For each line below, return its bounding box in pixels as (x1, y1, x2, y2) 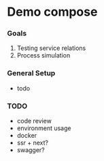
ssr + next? (16, 138, 49, 147)
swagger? (16, 146, 46, 154)
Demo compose (7, 4, 98, 20)
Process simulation (16, 51, 71, 60)
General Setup (7, 69, 56, 78)
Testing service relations (16, 44, 86, 52)
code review (16, 117, 52, 125)
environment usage (16, 124, 71, 132)
